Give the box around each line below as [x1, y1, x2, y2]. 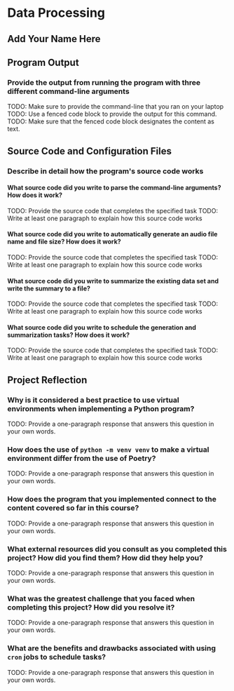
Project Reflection [7, 374, 88, 386]
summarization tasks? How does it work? [7, 330, 130, 339]
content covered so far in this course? [7, 503, 139, 513]
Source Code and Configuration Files [7, 145, 172, 157]
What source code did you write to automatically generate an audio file [7, 230, 218, 239]
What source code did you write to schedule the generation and [7, 323, 196, 331]
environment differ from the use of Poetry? [7, 454, 156, 463]
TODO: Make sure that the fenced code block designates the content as [7, 117, 215, 126]
